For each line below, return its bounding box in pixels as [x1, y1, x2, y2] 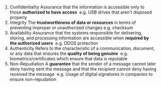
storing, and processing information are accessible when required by [9, 35, 149, 41]
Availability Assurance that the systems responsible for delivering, [9, 30, 142, 35]
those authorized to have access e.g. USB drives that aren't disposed [9, 9, 152, 15]
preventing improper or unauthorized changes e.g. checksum [9, 25, 133, 31]
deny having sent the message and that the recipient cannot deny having [9, 66, 157, 72]
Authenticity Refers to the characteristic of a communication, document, [9, 46, 155, 51]
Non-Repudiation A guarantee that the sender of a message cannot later [9, 61, 156, 67]
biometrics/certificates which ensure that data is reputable [9, 56, 128, 61]
